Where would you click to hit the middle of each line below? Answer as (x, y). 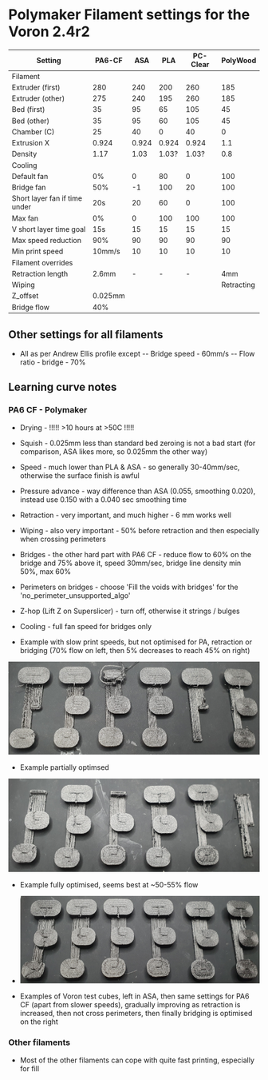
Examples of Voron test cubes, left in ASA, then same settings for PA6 (134, 996)
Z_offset (25, 296)
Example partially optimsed (64, 767)
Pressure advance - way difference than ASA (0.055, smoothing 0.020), (138, 491)
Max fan (25, 218)
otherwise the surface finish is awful (79, 475)
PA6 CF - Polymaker (48, 410)
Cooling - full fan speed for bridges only (86, 626)
